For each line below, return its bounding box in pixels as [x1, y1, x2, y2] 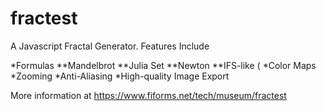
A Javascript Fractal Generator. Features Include [10, 40, 210, 52]
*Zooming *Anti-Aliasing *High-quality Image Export [10, 70, 230, 82]
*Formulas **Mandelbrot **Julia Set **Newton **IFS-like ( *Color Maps [10, 59, 317, 71]
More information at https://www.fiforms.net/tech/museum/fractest [10, 89, 287, 101]
